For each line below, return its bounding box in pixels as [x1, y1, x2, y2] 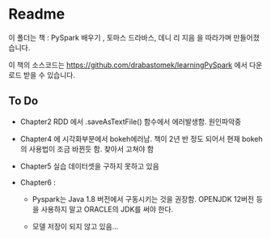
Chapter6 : [19, 177, 57, 187]
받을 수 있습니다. [23, 70, 75, 79]
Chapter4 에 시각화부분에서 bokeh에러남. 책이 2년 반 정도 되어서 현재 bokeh [19, 134, 263, 143]
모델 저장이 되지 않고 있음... [32, 221, 119, 231]
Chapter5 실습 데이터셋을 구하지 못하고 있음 [19, 161, 159, 171]
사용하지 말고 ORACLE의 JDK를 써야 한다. [40, 204, 174, 214]
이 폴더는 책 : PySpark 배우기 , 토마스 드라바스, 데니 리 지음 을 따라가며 [8, 32, 232, 42]
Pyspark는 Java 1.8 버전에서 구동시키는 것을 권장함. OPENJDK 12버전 [32, 194, 255, 203]
